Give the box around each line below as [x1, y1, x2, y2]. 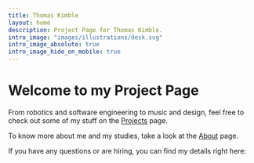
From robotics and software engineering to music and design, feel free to [8, 107, 245, 117]
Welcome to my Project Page [8, 81, 199, 100]
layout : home [8, 19, 51, 27]
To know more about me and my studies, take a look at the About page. [8, 131, 239, 140]
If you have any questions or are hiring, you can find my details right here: [8, 146, 247, 155]
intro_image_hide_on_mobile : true [8, 48, 122, 56]
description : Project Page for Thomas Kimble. [8, 26, 163, 34]
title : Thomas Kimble [8, 11, 79, 20]
